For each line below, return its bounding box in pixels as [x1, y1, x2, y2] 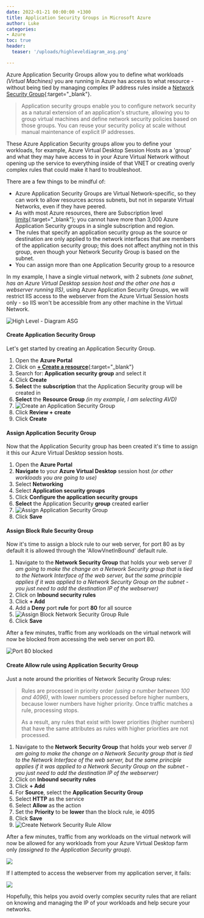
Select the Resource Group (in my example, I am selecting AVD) [15, 395, 177, 403]
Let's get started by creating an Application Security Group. [6, 345, 156, 352]
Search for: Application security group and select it [15, 369, 146, 376]
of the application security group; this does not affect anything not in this [15, 241, 199, 249]
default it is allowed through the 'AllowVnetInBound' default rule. [6, 547, 168, 554]
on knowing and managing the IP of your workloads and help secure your [6, 899, 191, 906]
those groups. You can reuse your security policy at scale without [21, 122, 186, 129]
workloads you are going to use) [15, 474, 97, 482]
